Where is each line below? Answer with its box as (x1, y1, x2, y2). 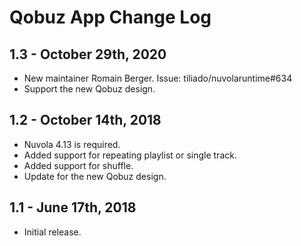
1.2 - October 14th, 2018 (9, 112, 162, 129)
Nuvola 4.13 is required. (23, 138, 121, 150)
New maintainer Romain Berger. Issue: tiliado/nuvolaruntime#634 (23, 72, 293, 84)
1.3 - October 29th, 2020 (9, 46, 167, 63)
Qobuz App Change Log (9, 6, 212, 29)
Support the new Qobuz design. (23, 83, 156, 95)
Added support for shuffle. (23, 159, 134, 171)
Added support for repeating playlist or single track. (23, 149, 237, 161)
